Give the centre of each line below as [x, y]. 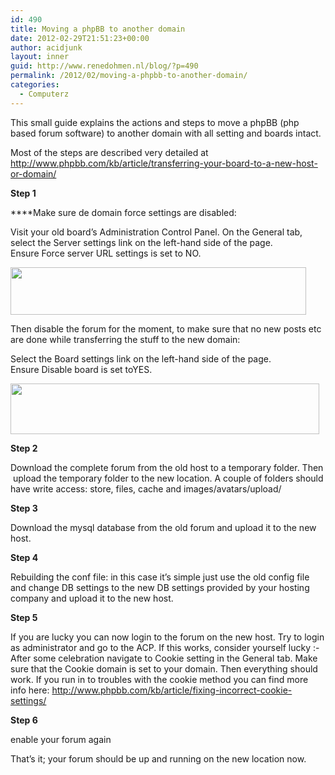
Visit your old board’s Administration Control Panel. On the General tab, [156, 232]
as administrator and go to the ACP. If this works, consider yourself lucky [161, 647]
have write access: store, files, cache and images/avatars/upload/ [146, 488]
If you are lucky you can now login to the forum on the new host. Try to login [167, 637]
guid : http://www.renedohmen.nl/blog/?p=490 [104, 66]
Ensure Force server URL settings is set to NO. [106, 253]
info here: [30, 690]
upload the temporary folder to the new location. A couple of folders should [168, 478]
